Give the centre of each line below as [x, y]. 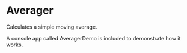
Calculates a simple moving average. [52, 27]
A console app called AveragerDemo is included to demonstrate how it [93, 38]
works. [15, 45]
